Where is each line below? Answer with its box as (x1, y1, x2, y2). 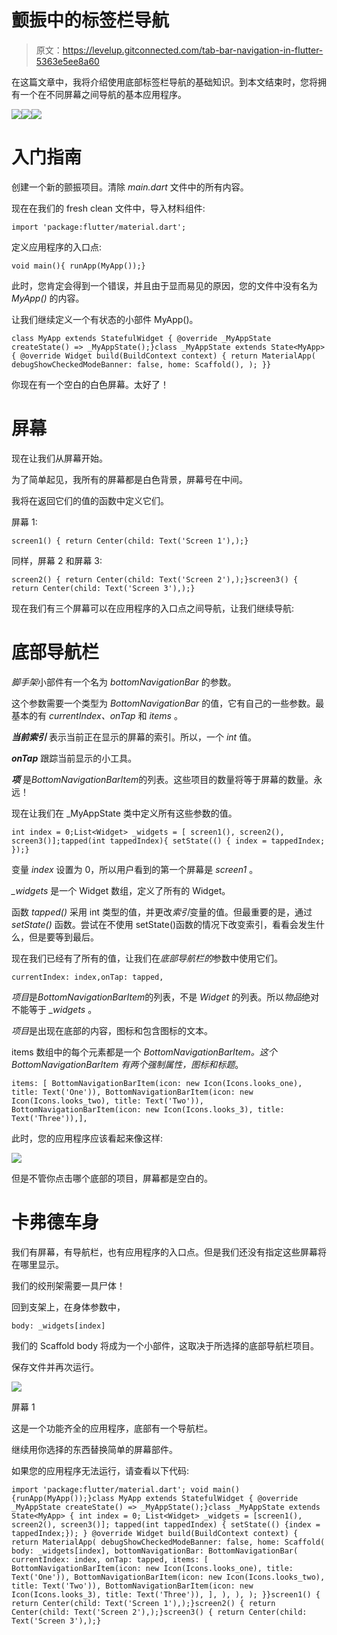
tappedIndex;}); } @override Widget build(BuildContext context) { (11, 1528, 299, 1538)
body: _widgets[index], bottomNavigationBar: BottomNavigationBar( (11, 1546, 299, 1556)
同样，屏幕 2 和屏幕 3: (11, 554, 103, 566)
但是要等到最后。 (28, 931, 99, 943)
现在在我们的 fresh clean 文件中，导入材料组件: (11, 202, 206, 214)
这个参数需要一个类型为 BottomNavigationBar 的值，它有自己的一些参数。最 (11, 697, 325, 709)
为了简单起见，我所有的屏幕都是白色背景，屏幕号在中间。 (11, 473, 248, 485)
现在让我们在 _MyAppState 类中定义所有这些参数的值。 (11, 807, 238, 819)
